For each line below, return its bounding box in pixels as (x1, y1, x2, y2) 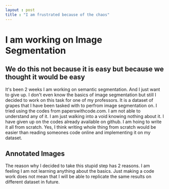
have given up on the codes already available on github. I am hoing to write (5, 119, 162, 125)
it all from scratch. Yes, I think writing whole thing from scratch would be (5, 124, 156, 130)
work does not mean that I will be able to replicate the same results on (5, 173, 152, 180)
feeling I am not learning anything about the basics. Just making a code (5, 168, 154, 174)
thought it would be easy (5, 73, 85, 82)
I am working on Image (5, 34, 103, 46)
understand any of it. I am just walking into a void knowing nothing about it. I (5, 113, 164, 119)
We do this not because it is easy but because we (5, 65, 164, 73)
